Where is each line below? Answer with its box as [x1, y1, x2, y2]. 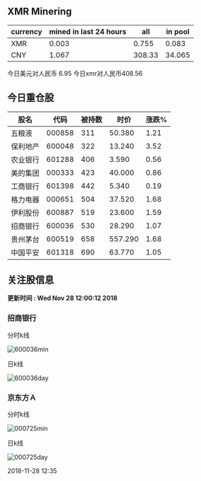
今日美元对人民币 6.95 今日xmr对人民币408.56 [7, 69, 143, 77]
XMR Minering [7, 6, 72, 18]
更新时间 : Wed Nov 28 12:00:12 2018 [7, 294, 118, 303]
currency [11, 26, 42, 36]
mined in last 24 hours [49, 26, 127, 36]
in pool [166, 26, 190, 36]
